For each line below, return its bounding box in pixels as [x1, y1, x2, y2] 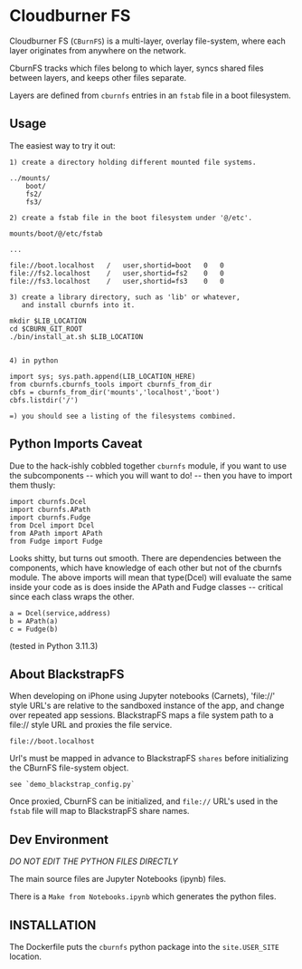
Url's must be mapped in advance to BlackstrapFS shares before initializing [9, 753, 289, 764]
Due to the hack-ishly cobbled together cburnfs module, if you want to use [9, 460, 288, 471]
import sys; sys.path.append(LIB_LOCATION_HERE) [9, 372, 196, 381]
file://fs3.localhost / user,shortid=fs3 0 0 [9, 276, 224, 286]
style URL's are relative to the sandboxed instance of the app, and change [9, 700, 285, 712]
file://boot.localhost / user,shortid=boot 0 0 [9, 260, 224, 270]
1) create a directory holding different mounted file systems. [9, 158, 257, 167]
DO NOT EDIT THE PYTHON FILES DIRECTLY [9, 856, 178, 867]
